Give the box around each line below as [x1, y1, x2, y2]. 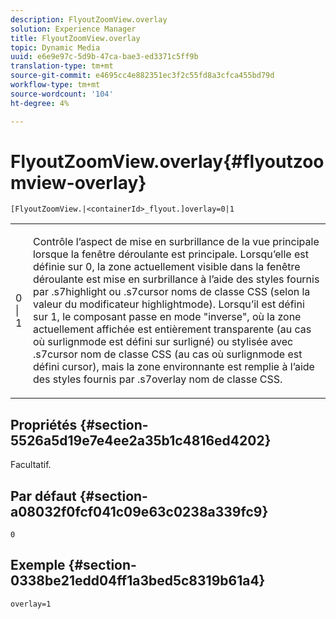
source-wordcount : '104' [10, 89, 114, 99]
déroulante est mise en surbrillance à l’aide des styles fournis [32, 272, 320, 286]
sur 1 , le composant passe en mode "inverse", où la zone [32, 310, 302, 324]
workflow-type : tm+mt [10, 80, 101, 90]
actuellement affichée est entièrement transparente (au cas [32, 322, 312, 336]
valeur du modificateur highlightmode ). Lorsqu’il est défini [32, 297, 305, 311]
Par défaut [10, 487, 77, 505]
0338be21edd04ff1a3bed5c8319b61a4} [10, 572, 266, 590]
